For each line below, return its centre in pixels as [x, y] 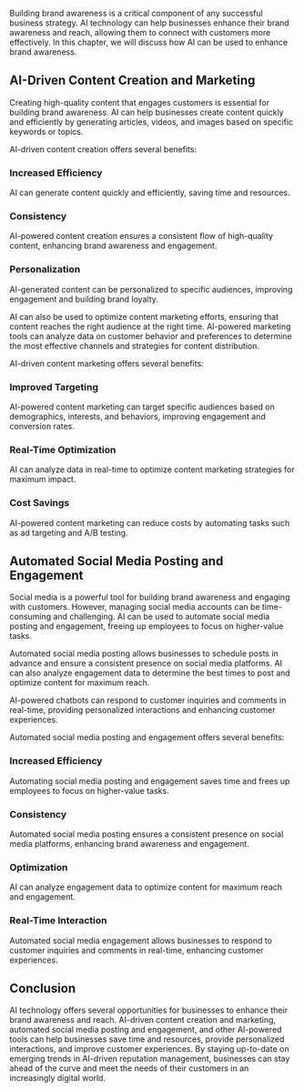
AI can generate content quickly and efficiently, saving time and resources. [150, 193]
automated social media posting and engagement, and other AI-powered [146, 1030]
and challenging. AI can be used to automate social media [162, 617]
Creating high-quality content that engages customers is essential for [140, 102]
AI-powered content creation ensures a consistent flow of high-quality [141, 236]
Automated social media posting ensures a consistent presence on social [147, 834]
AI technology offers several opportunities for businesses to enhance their [149, 1010]
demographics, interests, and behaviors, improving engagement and [137, 417]
